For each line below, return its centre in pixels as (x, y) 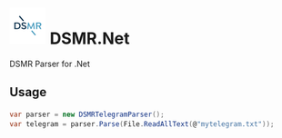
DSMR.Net (90, 39)
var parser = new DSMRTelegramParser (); (87, 114)
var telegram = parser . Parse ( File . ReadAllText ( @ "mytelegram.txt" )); (142, 124)
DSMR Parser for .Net (50, 64)
